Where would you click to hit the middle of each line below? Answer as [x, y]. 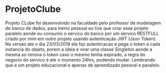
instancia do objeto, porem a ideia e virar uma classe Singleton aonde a [79, 49]
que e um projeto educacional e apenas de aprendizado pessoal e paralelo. [83, 65]
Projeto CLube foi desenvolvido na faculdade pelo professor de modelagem [83, 23]
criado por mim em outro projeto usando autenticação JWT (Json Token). [81, 39]
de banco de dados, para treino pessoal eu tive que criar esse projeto [77, 28]
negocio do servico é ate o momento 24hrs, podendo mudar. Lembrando [80, 60]
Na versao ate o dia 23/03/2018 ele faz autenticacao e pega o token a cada [83, 44]
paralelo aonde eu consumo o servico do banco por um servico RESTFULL [82, 33]
